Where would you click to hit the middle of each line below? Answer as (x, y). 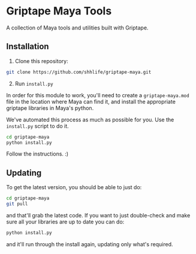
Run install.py (34, 83)
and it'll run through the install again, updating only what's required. (90, 244)
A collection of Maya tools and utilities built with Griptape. (77, 28)
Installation (28, 47)
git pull (17, 204)
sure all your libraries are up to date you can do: (65, 222)
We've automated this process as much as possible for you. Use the (90, 119)
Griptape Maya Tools (59, 11)
